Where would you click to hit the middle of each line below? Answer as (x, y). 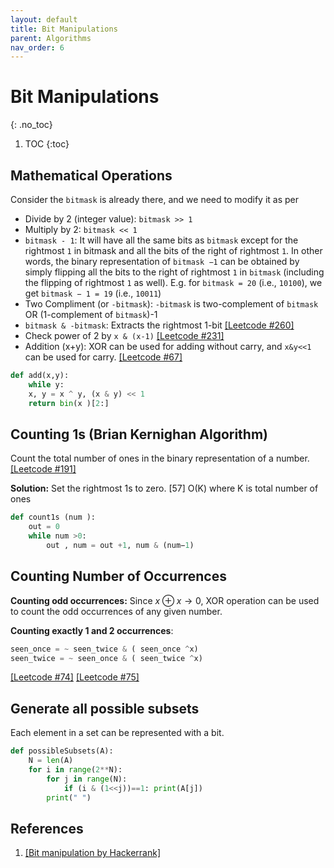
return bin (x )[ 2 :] (69, 403)
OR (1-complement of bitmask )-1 (91, 314)
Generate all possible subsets (105, 708)
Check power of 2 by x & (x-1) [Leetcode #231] (124, 335)
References (47, 828)
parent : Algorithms (51, 38)
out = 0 (44, 527)
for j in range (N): (87, 779)
